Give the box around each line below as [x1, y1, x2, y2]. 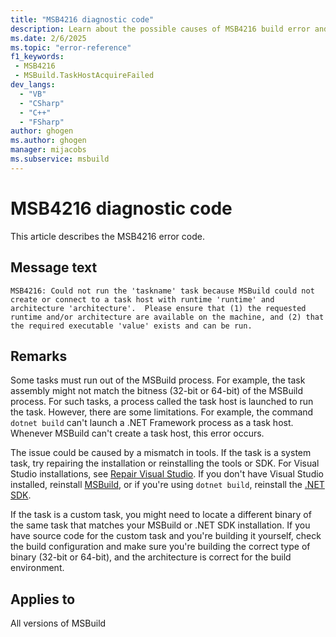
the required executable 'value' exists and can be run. [10, 321, 253, 331]
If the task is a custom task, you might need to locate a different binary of [10, 509, 312, 521]
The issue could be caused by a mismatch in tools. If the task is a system [10, 447, 312, 459]
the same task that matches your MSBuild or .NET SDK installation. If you [10, 519, 311, 531]
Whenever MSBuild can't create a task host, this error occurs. [10, 427, 265, 440]
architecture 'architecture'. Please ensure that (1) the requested [10, 303, 307, 313]
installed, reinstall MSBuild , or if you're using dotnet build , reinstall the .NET [10, 479, 325, 491]
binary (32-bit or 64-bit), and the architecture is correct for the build [10, 551, 292, 563]
